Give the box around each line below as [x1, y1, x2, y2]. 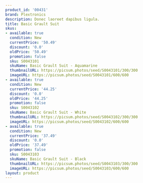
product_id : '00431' [5, 7, 49, 13]
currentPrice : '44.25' [10, 86, 57, 92]
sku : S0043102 [10, 105, 39, 110]
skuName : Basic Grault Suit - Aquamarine [10, 63, 98, 68]
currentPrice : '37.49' [10, 133, 57, 138]
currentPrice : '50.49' [10, 40, 57, 45]
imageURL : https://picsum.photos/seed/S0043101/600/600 [10, 73, 129, 78]
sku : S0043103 [10, 152, 39, 157]
